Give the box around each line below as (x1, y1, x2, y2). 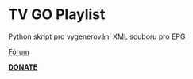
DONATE (8, 62, 38, 72)
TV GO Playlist (8, 6, 106, 24)
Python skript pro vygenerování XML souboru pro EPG (8, 32, 186, 41)
